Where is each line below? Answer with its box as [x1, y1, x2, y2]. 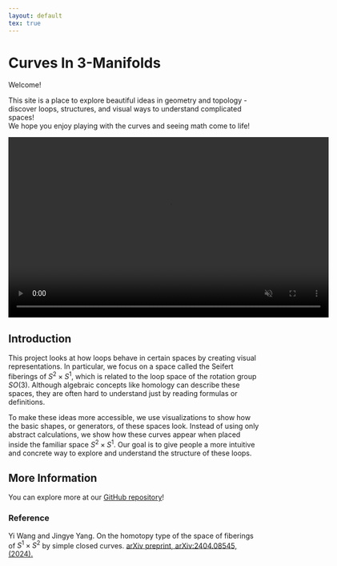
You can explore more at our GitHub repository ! [8, 492, 165, 502]
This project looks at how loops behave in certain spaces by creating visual [8, 354, 256, 363]
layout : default [8, 11, 62, 20]
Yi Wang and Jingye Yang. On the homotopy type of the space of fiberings [8, 531, 254, 540]
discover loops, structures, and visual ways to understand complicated [8, 104, 242, 114]
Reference [8, 512, 50, 524]
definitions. [8, 397, 46, 406]
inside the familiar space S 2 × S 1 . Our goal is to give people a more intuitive [8, 438, 255, 449]
